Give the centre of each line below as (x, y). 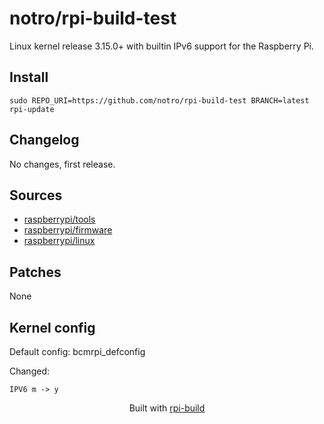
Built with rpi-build (167, 408)
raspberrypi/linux (59, 241)
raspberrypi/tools (59, 219)
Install (29, 77)
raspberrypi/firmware (68, 230)
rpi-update (32, 109)
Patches (35, 272)
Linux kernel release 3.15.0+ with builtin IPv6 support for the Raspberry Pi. (161, 46)
